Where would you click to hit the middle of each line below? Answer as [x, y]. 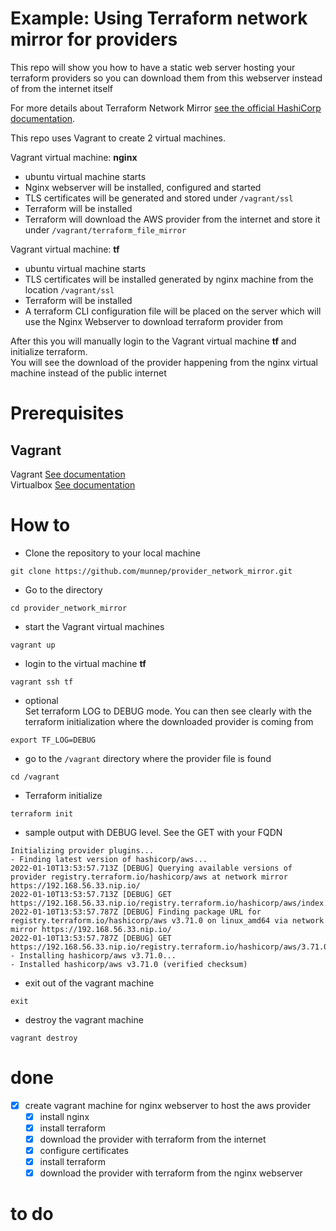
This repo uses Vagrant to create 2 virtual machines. [118, 138]
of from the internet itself [61, 88]
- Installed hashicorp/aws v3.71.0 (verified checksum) [129, 964]
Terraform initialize [63, 795]
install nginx [64, 1116]
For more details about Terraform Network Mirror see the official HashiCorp [166, 108]
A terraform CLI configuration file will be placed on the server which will [173, 311]
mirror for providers [94, 39]
